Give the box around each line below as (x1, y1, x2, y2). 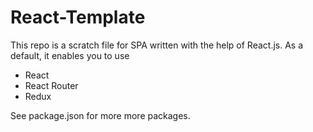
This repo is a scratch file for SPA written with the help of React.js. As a (10, 39, 304, 51)
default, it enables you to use (10, 49, 130, 61)
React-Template (10, 6, 146, 29)
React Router (24, 79, 79, 91)
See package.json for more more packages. (10, 109, 191, 121)
